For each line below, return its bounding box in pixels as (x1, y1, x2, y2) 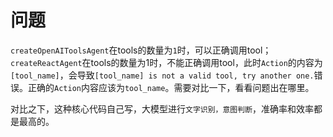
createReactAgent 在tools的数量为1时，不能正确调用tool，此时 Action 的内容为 (10, 56, 323, 68)
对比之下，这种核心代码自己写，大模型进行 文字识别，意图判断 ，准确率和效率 (10, 102, 315, 115)
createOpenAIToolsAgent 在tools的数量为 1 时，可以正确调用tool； (10, 44, 272, 56)
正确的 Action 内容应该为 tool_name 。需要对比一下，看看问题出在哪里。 (27, 81, 315, 93)
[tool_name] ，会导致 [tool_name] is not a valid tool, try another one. (10, 69, 315, 81)
